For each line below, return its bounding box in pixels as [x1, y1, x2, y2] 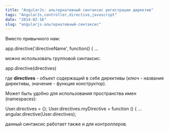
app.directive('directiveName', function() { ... [5, 45, 99, 51]
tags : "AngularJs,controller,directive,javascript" [5, 12, 117, 17]
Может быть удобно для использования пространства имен [5, 90, 136, 97]
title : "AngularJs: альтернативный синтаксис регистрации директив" [5, 7, 154, 13]
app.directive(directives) [5, 65, 57, 71]
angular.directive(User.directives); [5, 111, 76, 117]
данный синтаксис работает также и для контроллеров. [5, 121, 127, 127]
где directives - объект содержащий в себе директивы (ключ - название [5, 75, 164, 82]
